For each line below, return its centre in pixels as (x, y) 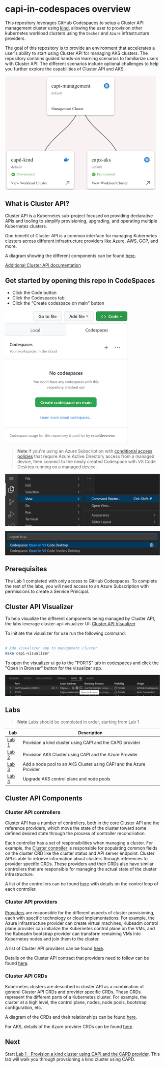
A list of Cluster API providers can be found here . (55, 948)
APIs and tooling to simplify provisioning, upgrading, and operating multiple (81, 221)
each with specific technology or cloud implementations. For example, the (80, 918)
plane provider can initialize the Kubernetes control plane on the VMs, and (80, 928)
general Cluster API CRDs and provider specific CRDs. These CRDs (73, 992)
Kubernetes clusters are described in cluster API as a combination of (74, 986)
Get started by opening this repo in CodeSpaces (80, 281)
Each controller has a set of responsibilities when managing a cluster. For (79, 843)
